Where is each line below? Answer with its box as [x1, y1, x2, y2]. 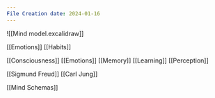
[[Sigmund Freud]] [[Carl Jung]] [6, 70, 98, 78]
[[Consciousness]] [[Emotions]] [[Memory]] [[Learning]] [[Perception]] [6, 56, 209, 65]
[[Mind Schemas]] [6, 83, 58, 91]
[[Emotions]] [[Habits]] [6, 42, 71, 51]
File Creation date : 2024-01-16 [6, 10, 100, 17]
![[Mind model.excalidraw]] [6, 29, 84, 38]
